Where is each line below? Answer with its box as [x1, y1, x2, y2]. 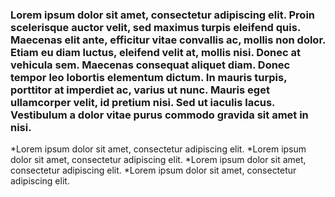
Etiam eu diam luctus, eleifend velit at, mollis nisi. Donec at [10, 45, 301, 59]
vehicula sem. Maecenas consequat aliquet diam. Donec [10, 58, 291, 72]
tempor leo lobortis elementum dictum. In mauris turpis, [10, 70, 288, 84]
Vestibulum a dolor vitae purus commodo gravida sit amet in [10, 108, 309, 122]
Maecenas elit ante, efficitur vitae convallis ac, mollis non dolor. [10, 33, 326, 47]
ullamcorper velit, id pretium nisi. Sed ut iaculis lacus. [10, 95, 276, 109]
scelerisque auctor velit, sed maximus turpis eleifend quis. [10, 20, 301, 34]
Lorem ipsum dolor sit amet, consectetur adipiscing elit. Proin [10, 8, 316, 22]
